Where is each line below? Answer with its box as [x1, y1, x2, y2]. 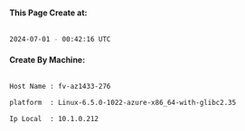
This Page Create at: [9, 7, 88, 18]
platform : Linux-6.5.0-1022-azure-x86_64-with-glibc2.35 [9, 99, 237, 108]
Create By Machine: [9, 54, 86, 65]
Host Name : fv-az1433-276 [9, 82, 111, 92]
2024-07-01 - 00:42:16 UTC [9, 35, 111, 44]
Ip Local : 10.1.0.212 [9, 115, 99, 124]
